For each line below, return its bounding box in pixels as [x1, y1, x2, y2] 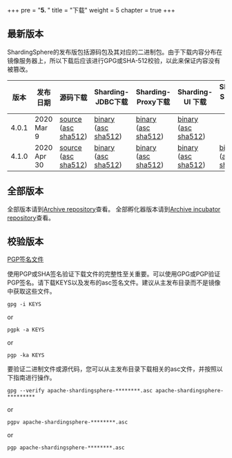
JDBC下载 [95, 97, 128, 106]
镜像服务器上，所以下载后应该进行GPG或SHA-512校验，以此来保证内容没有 [7, 56, 221, 64]
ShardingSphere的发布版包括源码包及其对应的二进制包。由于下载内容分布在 [7, 48, 223, 56]
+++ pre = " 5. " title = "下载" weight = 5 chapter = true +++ [7, 6, 176, 14]
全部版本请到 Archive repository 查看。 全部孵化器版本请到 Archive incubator [7, 204, 221, 213]
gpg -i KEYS [7, 301, 41, 308]
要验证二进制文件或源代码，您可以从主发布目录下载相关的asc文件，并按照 [7, 365, 217, 373]
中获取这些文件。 [7, 287, 56, 296]
